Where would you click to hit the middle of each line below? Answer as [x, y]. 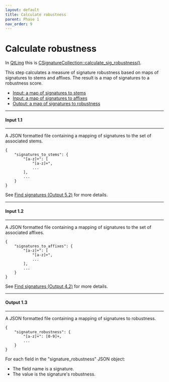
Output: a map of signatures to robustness [56, 104]
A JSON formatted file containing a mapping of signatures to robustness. [81, 318]
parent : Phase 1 [22, 19]
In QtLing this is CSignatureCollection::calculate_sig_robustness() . [73, 63]
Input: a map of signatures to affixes [50, 98]
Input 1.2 [15, 211]
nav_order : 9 [19, 24]
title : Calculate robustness [36, 15]
